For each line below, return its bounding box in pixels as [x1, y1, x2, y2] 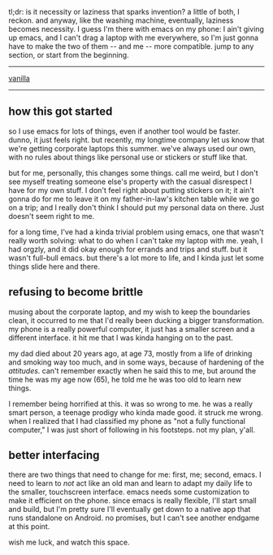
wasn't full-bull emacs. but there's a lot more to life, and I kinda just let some [8, 252, 264, 263]
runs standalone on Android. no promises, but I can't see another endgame [8, 513, 260, 523]
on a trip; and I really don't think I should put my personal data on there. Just [8, 203, 265, 212]
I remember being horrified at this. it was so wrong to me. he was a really [8, 399, 253, 409]
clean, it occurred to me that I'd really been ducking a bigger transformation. [8, 315, 265, 325]
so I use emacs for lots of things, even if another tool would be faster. [8, 126, 241, 136]
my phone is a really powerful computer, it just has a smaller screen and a [8, 324, 255, 334]
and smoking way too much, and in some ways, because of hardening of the [8, 357, 265, 367]
